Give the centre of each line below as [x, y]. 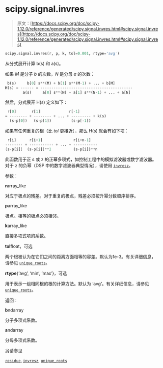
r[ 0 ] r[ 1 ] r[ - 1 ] [43, 112]
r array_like [15, 186]
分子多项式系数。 [22, 320]
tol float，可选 [19, 246]
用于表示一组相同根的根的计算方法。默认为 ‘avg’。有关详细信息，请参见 [77, 283]
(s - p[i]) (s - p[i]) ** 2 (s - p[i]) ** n [51, 149]
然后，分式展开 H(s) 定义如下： [36, 102]
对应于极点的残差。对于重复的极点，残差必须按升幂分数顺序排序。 [72, 196]
